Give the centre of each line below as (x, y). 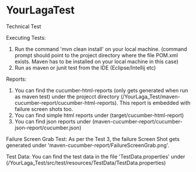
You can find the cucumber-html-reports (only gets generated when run (101, 90)
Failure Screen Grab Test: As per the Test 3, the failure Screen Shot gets (93, 139)
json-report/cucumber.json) (48, 128)
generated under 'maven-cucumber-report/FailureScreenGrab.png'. (88, 145)
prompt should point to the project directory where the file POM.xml (96, 55)
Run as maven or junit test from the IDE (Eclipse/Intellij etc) (85, 67)
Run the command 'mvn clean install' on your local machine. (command (101, 49)
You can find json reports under (53, 121)
